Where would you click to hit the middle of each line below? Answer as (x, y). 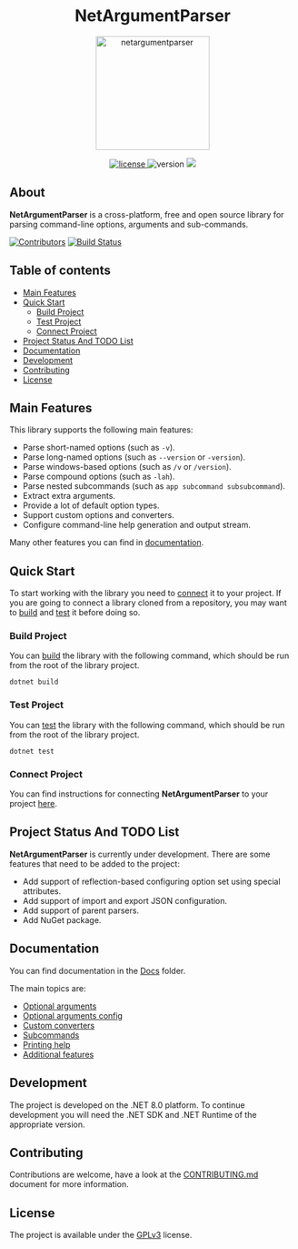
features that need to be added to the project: (94, 863)
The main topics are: (48, 988)
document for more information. (69, 1184)
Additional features (58, 1054)
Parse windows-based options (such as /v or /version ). (127, 467)
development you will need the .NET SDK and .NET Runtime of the (133, 1114)
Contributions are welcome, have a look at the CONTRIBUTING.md (134, 1174)
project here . (33, 804)
